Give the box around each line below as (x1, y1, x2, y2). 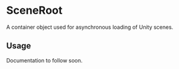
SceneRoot (6, 4, 63, 17)
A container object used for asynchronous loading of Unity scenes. (6, 23, 174, 31)
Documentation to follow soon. (6, 56, 83, 64)
